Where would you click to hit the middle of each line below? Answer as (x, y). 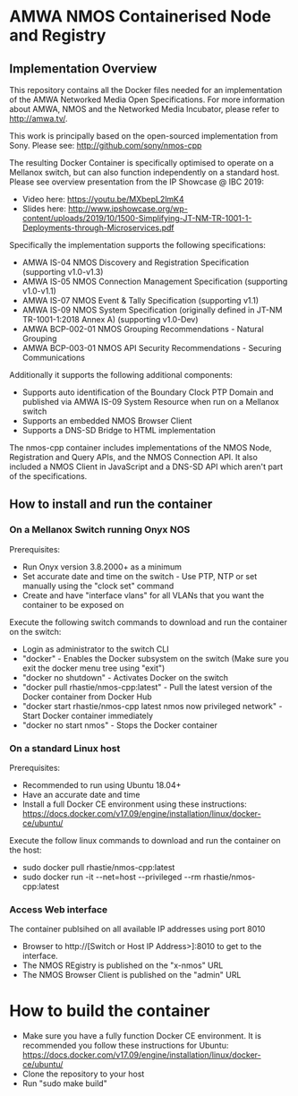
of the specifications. (48, 476)
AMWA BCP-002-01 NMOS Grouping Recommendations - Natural (143, 329)
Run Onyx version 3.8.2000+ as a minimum (102, 567)
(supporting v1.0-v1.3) (63, 272)
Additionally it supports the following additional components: (121, 375)
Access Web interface (59, 909)
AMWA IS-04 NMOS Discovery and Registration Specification (136, 262)
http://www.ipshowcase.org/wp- (128, 209)
